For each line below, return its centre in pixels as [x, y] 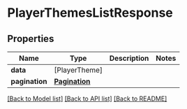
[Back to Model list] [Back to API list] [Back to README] [87, 99]
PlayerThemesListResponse [90, 13]
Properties [31, 39]
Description [129, 58]
